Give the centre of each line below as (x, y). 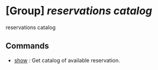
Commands (28, 46)
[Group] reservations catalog (79, 11)
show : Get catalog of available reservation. (67, 60)
